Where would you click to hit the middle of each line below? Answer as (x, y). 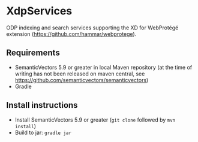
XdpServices (39, 11)
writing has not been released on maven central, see (80, 74)
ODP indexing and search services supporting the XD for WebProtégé (92, 28)
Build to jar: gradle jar (43, 132)
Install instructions (42, 105)
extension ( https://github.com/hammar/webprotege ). (71, 34)
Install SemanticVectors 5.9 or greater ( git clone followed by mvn (95, 120)
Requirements (33, 53)
